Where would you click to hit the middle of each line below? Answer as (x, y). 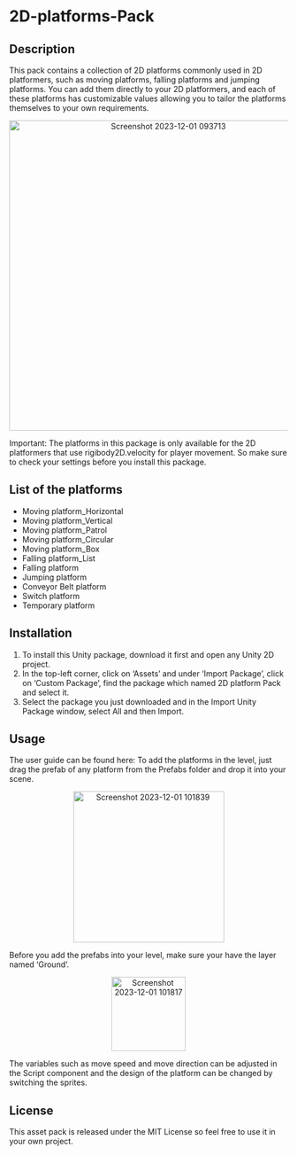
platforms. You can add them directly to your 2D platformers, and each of (142, 89)
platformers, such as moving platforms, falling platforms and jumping (135, 80)
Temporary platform (58, 605)
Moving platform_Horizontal (72, 511)
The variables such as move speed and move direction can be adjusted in (143, 1064)
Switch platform (51, 596)
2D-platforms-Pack (82, 16)
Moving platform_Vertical (67, 520)
